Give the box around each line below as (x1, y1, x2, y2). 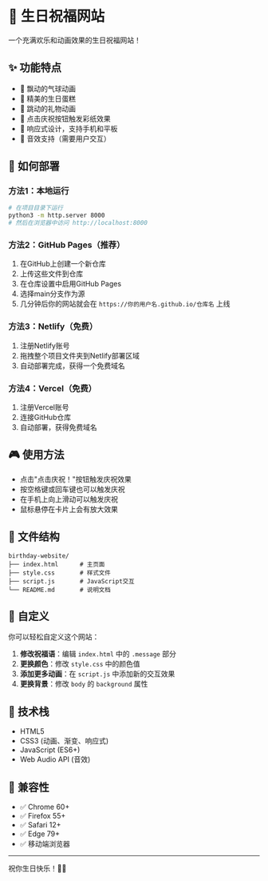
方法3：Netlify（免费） (8, 321, 98, 332)
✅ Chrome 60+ (19, 802, 70, 812)
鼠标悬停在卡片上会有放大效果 (19, 504, 118, 514)
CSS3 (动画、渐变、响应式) (19, 736, 109, 746)
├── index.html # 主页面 (8, 560, 105, 568)
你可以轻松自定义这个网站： (8, 632, 100, 642)
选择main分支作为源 (19, 289, 85, 298)
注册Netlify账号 (19, 341, 70, 350)
